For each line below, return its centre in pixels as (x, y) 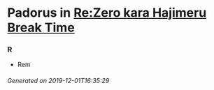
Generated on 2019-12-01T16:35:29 (58, 81)
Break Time (41, 28)
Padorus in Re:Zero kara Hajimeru (107, 13)
